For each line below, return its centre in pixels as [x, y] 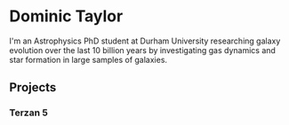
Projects [33, 87]
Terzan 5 [29, 113]
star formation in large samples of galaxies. [88, 59]
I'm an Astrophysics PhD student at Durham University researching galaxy [145, 41]
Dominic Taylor [66, 16]
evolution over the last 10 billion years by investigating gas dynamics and [142, 50]
